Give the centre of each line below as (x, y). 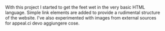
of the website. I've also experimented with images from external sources (81, 18)
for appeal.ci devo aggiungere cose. (42, 23)
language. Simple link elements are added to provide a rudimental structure (83, 12)
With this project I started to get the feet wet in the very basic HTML (75, 7)
